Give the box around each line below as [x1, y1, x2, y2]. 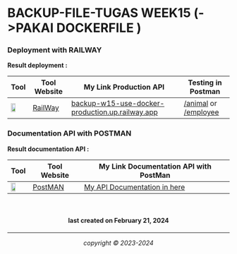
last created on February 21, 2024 [68, 217, 169, 225]
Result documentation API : [7, 145, 90, 153]
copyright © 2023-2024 [83, 238, 154, 247]
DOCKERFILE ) [56, 20, 142, 36]
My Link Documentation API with [98, 161, 212, 171]
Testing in [188, 78, 222, 87]
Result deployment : [7, 61, 68, 70]
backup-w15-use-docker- [71, 99, 165, 109]
